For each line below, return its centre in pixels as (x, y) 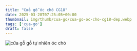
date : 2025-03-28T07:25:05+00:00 (41, 15)
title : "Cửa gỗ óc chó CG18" (36, 10)
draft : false (19, 29)
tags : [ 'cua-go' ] (24, 24)
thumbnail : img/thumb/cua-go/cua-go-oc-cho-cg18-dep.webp (68, 19)
